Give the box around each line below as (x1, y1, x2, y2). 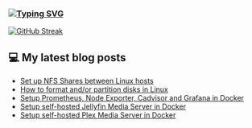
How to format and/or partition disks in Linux (19, 85, 169, 94)
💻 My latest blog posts (8, 51, 126, 64)
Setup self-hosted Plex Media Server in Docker (19, 110, 176, 120)
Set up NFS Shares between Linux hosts (19, 76, 155, 86)
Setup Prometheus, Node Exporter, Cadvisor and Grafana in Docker (19, 93, 244, 103)
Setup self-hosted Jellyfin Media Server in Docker (19, 101, 187, 112)
